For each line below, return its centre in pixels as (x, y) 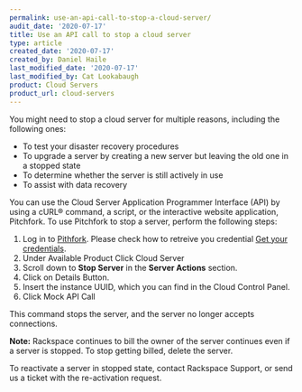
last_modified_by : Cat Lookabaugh (74, 77)
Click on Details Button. (66, 277)
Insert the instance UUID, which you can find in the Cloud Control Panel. (156, 286)
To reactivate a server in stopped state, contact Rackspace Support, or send (151, 368)
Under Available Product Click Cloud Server (103, 257)
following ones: (37, 128)
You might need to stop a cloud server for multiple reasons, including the (145, 119)
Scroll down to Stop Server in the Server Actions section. (130, 267)
